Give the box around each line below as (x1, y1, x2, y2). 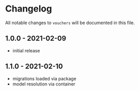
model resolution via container (12, 81, 76, 87)
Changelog (5, 3, 52, 15)
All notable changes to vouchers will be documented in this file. (5, 20, 135, 26)
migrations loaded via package (12, 75, 77, 81)
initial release (12, 47, 40, 53)
